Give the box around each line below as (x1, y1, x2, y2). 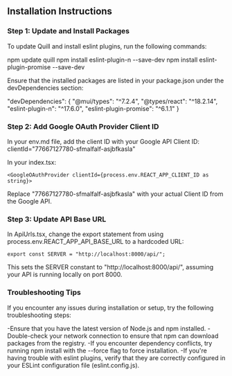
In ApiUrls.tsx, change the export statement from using (7, 230, 164, 238)
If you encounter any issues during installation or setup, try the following (7, 303, 214, 312)
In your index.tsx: (7, 158, 57, 166)
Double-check (7, 332, 48, 340)
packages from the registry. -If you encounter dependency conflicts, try (7, 339, 213, 347)
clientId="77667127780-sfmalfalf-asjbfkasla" (7, 145, 136, 153)
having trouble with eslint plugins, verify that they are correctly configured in (7, 353, 226, 362)
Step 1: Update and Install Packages (7, 26, 130, 36)
